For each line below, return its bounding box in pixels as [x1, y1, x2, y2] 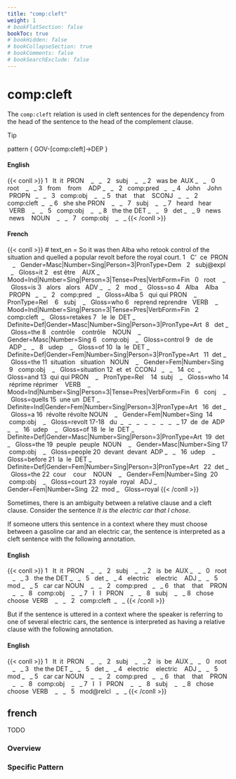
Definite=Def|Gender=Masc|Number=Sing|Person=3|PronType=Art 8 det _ [7, 320, 229, 329]
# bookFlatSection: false [7, 23, 83, 30]
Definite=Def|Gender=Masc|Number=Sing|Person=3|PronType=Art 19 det [7, 432, 225, 441]
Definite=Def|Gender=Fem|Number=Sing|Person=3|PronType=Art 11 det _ [7, 350, 227, 359]
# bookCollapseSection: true [7, 43, 93, 50]
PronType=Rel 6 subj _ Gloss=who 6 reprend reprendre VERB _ [7, 298, 218, 306]
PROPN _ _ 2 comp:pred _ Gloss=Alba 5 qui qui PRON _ [8, 290, 197, 299]
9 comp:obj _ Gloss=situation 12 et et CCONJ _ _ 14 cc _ [8, 366, 202, 374]
